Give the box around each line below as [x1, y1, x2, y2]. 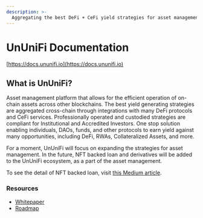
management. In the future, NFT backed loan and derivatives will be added [6, 151, 192, 158]
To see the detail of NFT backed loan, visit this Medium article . [6, 169, 162, 176]
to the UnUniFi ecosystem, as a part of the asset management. [6, 157, 162, 165]
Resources [6, 184, 39, 193]
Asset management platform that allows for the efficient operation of [6, 94, 177, 102]
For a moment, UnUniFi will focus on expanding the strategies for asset [6, 145, 183, 152]
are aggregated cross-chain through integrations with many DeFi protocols [6, 107, 193, 114]
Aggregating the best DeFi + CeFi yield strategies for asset [11, 15, 172, 21]
